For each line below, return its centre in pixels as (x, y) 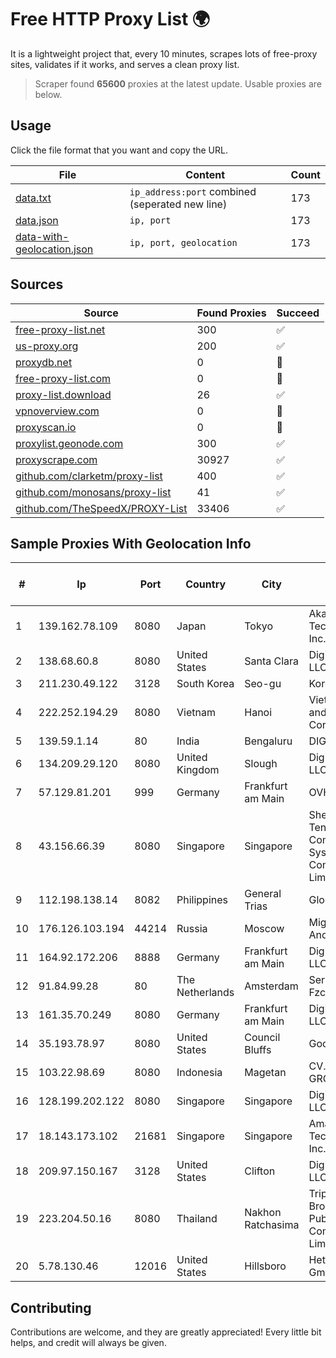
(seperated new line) (178, 204)
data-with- (42, 236)
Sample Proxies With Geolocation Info (131, 543)
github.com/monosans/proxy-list (93, 492)
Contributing (51, 1307)
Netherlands (205, 993)
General (263, 894)
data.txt (33, 198)
